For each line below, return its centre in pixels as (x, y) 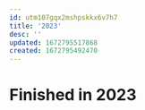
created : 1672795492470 (54, 51)
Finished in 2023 (73, 95)
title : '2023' (36, 26)
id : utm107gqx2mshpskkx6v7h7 (64, 17)
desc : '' (26, 34)
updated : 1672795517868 (54, 42)
